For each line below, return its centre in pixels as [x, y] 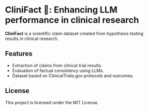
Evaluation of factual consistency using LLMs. [58, 70]
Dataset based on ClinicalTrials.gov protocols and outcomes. [73, 76]
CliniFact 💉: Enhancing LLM [61, 10]
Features [19, 54]
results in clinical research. [32, 39]
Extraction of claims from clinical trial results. [57, 65]
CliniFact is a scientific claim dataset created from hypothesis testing [74, 33]
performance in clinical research [72, 20]
